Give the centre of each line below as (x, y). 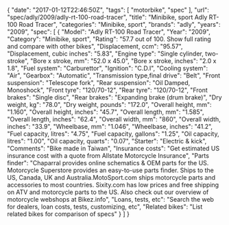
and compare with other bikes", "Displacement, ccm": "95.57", (95, 46)
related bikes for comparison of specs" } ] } (69, 214)
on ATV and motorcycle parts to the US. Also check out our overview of (108, 192)
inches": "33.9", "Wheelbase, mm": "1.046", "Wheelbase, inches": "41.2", (110, 127)
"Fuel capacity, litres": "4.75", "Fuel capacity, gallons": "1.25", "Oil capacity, (113, 134)
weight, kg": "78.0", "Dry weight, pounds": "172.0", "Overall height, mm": (109, 105)
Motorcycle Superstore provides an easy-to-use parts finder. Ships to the (110, 170)
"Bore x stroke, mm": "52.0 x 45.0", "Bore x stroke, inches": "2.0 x (123, 61)
